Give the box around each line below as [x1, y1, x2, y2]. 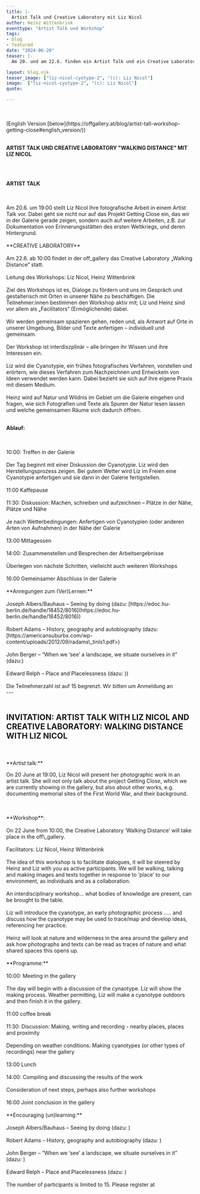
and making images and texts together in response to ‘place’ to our [6, 871, 170, 878]
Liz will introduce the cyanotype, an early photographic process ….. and [6, 909, 183, 916]
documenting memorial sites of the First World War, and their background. [6, 790, 188, 797]
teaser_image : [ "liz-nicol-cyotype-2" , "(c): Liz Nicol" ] [6, 75, 153, 81]
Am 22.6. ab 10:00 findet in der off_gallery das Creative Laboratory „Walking [6, 255, 193, 262]
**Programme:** [6, 959, 49, 967]
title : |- [6, 8, 31, 15]
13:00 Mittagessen [6, 537, 52, 544]
